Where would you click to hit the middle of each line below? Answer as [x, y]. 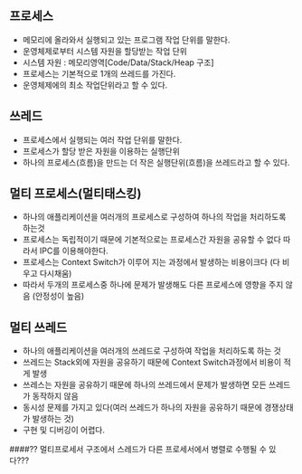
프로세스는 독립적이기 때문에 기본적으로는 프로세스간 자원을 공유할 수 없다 [152, 240]
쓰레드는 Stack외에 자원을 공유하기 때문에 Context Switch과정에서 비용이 [152, 362]
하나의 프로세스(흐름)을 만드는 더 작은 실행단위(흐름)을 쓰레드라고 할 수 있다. [156, 162]
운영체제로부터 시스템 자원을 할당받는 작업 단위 [104, 51]
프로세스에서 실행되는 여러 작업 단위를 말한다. [102, 139]
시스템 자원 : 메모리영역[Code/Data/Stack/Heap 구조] [118, 62]
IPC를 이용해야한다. [74, 251]
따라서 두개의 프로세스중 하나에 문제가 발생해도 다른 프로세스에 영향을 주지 [153, 285]
